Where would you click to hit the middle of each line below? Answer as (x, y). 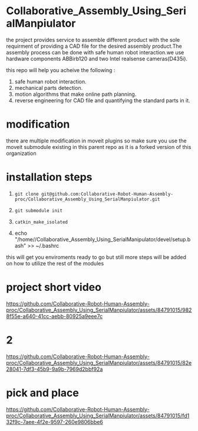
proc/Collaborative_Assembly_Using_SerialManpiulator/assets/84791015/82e (99, 362)
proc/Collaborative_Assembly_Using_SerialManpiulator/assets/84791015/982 (99, 310)
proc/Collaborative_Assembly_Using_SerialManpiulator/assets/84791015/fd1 (98, 416)
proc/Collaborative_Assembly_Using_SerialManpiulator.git (87, 199)
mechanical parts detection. (49, 88)
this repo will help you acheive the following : (61, 70)
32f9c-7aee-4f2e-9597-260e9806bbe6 (55, 422)
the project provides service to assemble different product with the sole (93, 40)
